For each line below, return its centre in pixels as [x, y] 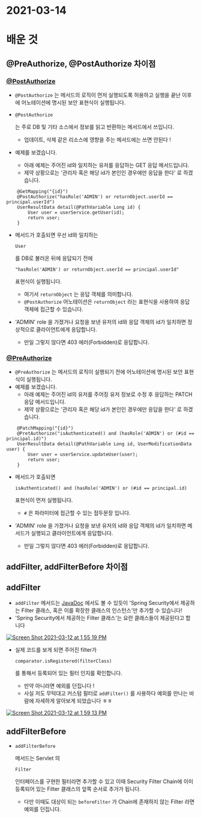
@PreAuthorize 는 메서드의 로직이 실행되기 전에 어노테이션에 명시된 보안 [99, 372]
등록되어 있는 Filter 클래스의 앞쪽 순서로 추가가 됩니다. [78, 789]
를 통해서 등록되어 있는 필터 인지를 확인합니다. [69, 673]
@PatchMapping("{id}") [45, 429]
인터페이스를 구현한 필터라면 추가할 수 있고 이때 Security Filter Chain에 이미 [104, 781]
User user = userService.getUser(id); [76, 213]
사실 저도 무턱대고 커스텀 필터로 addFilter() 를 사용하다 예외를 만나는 [106, 693]
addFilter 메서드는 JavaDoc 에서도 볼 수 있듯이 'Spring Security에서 [97, 603]
